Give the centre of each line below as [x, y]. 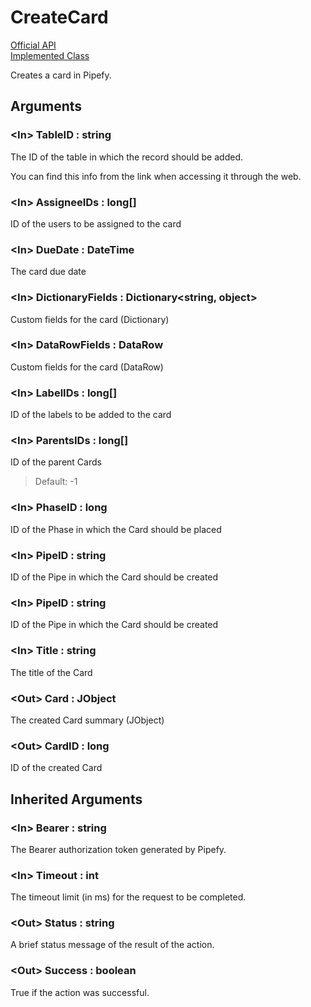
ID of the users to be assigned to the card [96, 223]
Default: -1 [56, 482]
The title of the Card [51, 672]
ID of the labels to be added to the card [91, 415]
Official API [33, 45]
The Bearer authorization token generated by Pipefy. [118, 849]
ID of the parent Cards [56, 462]
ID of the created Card [56, 768]
